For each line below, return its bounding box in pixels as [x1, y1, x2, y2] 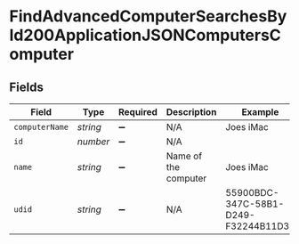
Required [118, 106, 158, 118]
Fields [9, 79, 44, 94]
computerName [13, 122, 69, 132]
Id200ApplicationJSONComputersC [9, 25, 282, 45]
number [77, 135, 110, 148]
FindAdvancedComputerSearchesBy [9, 6, 287, 27]
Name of [166, 150, 203, 162]
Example [241, 106, 279, 118]
